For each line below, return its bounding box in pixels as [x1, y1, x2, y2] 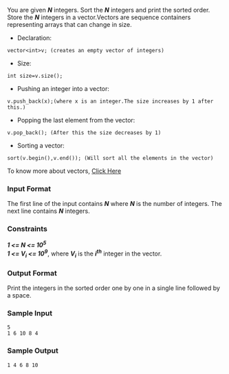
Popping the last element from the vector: [17, 116, 135, 124]
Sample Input [7, 308, 53, 318]
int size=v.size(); [7, 72, 63, 79]
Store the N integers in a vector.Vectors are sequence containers [7, 13, 191, 21]
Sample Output [7, 346, 58, 355]
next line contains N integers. [7, 207, 91, 216]
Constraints [7, 224, 48, 233]
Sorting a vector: [17, 141, 65, 149]
